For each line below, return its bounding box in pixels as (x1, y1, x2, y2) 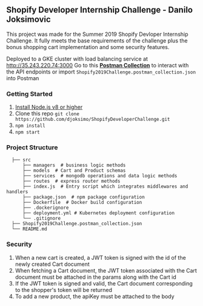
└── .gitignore (22, 216, 61, 222)
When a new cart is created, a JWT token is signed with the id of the (15, 254, 186, 261)
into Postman (6, 74, 39, 81)
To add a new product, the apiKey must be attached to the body (15, 293, 175, 300)
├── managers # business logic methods (22, 162, 126, 169)
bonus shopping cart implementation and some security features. (6, 43, 170, 50)
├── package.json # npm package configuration (22, 194, 145, 200)
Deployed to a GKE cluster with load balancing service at (6, 55, 148, 63)
